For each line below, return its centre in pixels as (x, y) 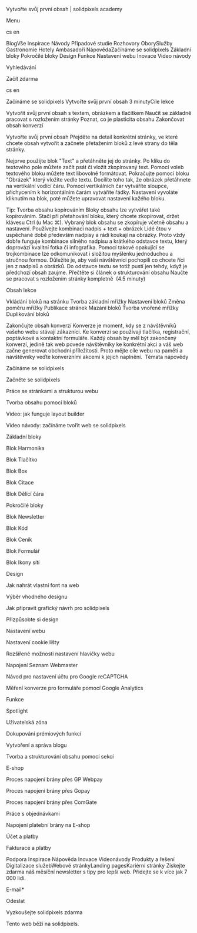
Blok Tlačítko (22, 459)
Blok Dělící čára (25, 494)
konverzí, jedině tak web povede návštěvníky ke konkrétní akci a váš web (95, 344)
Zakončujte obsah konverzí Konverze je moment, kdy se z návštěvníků (91, 325)
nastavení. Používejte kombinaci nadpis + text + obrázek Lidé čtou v (89, 229)
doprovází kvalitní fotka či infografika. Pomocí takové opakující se (85, 247)
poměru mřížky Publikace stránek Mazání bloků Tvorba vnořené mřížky (93, 308)
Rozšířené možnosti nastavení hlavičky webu (60, 654)
